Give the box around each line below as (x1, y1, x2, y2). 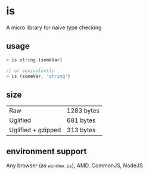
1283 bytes (66, 107, 100, 115)
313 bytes (66, 126, 96, 135)
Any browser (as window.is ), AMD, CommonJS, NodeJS (6, 162, 143, 169)
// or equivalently (6, 67, 55, 74)
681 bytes (66, 116, 96, 124)
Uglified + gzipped (9, 126, 61, 135)
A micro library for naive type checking (6, 24, 102, 31)
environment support (6, 146, 87, 156)
